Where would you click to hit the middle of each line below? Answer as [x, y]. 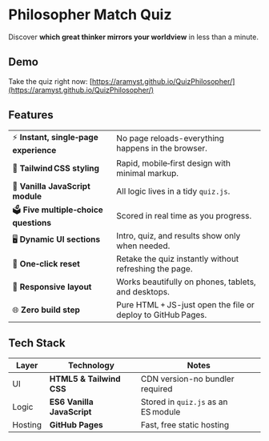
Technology [91, 366]
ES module [161, 412]
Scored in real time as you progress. [184, 216]
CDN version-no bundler [187, 379]
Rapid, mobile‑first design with [173, 163]
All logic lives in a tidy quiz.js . [173, 191]
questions [32, 223]
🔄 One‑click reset [46, 263]
